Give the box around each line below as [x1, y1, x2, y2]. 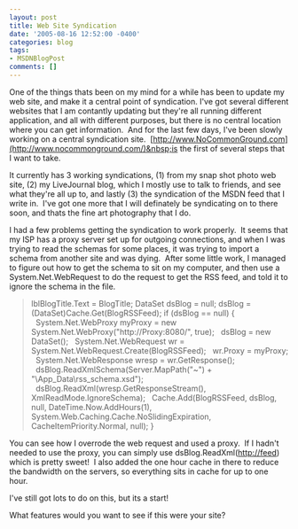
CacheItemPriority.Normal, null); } [30, 420, 154, 431]
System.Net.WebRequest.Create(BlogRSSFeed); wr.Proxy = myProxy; [30, 345, 289, 355]
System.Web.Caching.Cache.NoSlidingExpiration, [30, 411, 212, 422]
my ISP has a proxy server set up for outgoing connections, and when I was [9, 234, 286, 245]
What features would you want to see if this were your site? [9, 510, 226, 520]
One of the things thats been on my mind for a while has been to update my [9, 86, 286, 97]
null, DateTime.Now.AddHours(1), [30, 401, 153, 412]
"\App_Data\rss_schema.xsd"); [30, 373, 144, 384]
